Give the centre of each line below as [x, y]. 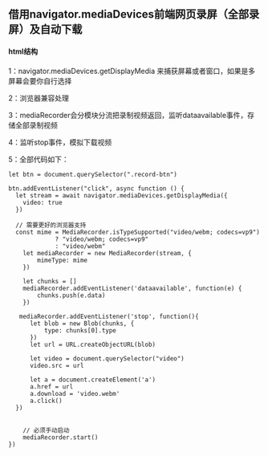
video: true [43, 202]
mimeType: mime [63, 260]
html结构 [23, 51]
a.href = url [51, 387]
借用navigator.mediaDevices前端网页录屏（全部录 [134, 14]
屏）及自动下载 [45, 29]
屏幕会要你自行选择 [40, 81]
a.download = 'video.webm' [75, 393]
